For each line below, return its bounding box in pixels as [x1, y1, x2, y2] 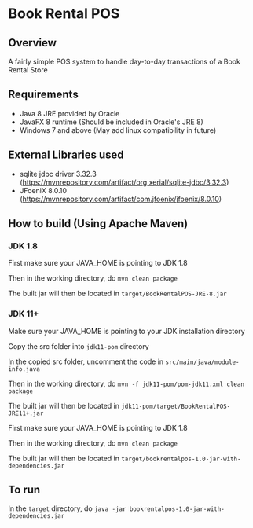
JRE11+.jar [8, 409, 44, 417]
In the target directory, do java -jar [8, 504, 126, 513]
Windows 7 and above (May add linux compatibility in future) [19, 125, 217, 134]
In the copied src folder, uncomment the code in [8, 357, 164, 366]
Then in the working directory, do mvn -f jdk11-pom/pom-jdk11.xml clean [8, 379, 245, 388]
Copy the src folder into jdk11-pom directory [8, 341, 149, 350]
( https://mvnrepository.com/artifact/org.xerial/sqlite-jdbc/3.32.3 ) [19, 178, 229, 187]
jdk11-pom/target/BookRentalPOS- [121, 402, 231, 410]
